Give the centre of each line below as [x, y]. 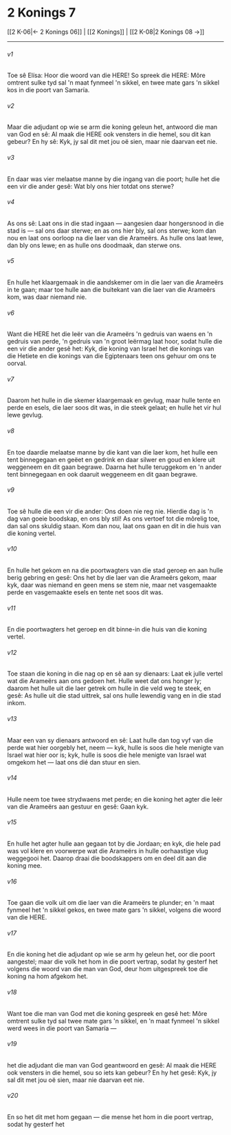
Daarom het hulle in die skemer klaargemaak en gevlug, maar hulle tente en [114, 400]
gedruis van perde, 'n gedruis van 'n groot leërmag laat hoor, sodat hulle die [115, 342]
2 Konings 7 [42, 13]
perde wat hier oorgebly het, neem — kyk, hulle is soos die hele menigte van [115, 747]
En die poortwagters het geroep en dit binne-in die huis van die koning [107, 629]
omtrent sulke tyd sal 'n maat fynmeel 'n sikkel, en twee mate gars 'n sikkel [113, 83]
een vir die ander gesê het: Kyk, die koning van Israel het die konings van [111, 348]
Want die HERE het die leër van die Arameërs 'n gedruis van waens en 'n [110, 334]
